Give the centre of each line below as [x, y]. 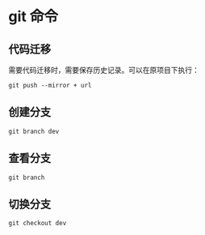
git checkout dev [38, 224]
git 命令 [33, 17]
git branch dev [34, 131]
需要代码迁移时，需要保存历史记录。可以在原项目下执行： [104, 70]
